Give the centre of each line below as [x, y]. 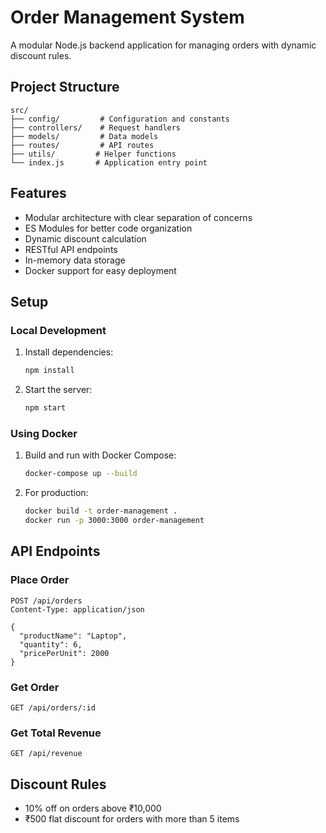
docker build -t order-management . [101, 511]
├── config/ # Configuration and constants [120, 119]
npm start [45, 408]
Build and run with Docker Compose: [100, 455]
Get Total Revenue [56, 733]
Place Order [40, 580]
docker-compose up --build [81, 474]
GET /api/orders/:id [53, 707]
